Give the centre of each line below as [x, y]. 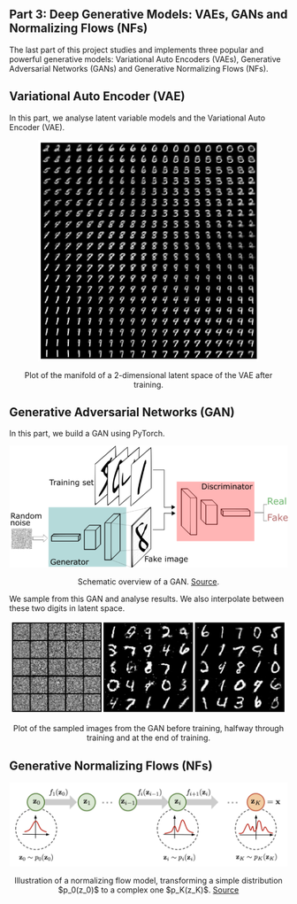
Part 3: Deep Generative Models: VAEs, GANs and [148, 15]
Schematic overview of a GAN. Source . [148, 581]
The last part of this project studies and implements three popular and [137, 50]
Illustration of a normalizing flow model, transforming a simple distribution [148, 880]
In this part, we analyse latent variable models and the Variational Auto [137, 118]
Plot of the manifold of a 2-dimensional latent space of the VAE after [148, 375]
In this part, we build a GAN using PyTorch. [87, 434]
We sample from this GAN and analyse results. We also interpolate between [147, 599]
